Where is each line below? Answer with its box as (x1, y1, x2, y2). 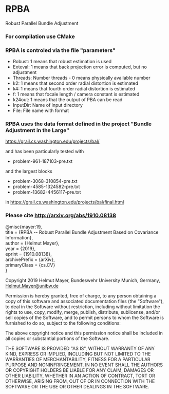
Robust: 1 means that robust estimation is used (12, 59, 112, 65)
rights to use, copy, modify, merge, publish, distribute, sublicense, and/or (5, 309, 160, 315)
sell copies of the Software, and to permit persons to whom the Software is (5, 314, 164, 321)
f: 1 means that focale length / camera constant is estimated (12, 91, 140, 98)
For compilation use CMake (5, 33, 76, 40)
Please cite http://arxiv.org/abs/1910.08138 (5, 212, 117, 219)
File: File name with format (12, 107, 69, 114)
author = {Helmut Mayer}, (5, 240, 60, 246)
